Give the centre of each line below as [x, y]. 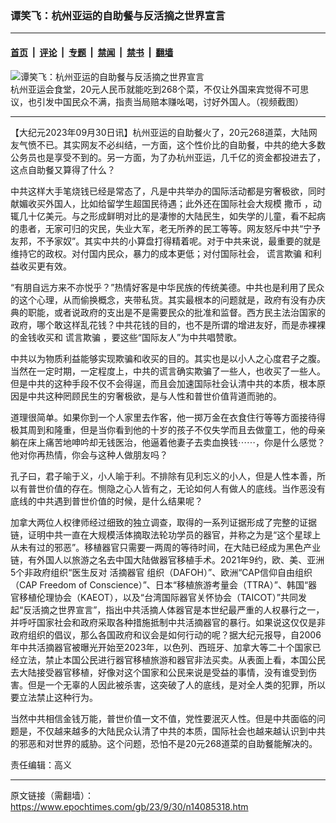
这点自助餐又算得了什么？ [63, 169]
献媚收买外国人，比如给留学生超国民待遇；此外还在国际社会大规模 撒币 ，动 [166, 203]
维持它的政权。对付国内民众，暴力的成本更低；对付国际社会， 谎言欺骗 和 [161, 253]
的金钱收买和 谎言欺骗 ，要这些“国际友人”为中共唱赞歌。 [126, 337]
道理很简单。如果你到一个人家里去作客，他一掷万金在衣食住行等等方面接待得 [168, 417]
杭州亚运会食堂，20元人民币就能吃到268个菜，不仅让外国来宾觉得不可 [155, 89]
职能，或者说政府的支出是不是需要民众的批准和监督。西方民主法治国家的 [176, 312]
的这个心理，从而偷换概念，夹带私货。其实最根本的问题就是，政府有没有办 [163, 299]
